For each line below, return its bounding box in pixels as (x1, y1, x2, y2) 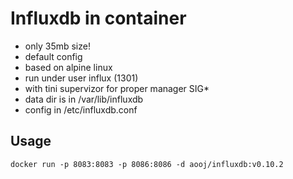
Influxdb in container (10, 7, 187, 30)
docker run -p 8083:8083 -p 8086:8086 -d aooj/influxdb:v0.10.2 (10, 159, 284, 169)
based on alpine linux (24, 61, 113, 73)
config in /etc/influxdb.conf (24, 103, 138, 116)
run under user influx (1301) (24, 72, 139, 84)
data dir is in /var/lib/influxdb (24, 93, 144, 105)
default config (24, 50, 83, 62)
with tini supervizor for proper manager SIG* (24, 82, 210, 94)
